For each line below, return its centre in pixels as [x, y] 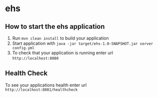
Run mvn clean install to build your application [60, 38]
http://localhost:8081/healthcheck [41, 90]
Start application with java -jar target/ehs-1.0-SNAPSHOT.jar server [83, 43]
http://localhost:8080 [35, 58]
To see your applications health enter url [46, 85]
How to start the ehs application [55, 27]
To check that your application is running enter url [63, 53]
